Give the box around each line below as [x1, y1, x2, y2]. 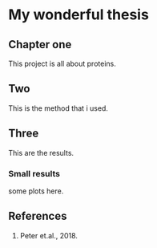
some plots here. [8, 186, 64, 196]
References [8, 209, 67, 223]
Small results [8, 168, 60, 179]
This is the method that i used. [8, 103, 108, 113]
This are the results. [8, 148, 74, 157]
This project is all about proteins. [8, 59, 116, 68]
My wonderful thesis [8, 6, 150, 24]
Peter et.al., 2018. [19, 230, 78, 240]
